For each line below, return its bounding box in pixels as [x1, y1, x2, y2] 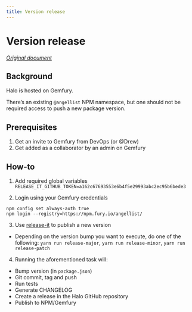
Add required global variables [14, 177, 88, 185]
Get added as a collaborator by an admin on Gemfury [14, 144, 146, 152]
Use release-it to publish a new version [14, 221, 112, 228]
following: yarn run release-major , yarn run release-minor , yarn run [14, 239, 185, 246]
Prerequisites [6, 122, 57, 132]
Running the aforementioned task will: [14, 256, 109, 263]
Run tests [14, 280, 39, 287]
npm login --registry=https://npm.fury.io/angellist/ [6, 211, 143, 217]
